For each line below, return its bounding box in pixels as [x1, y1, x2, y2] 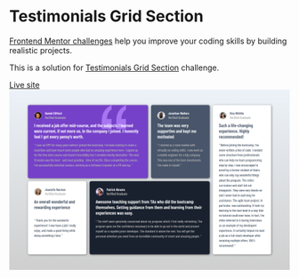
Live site [9, 79, 40, 90]
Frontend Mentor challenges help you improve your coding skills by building [9, 36, 287, 46]
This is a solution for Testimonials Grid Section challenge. [9, 62, 220, 73]
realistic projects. [9, 44, 73, 55]
